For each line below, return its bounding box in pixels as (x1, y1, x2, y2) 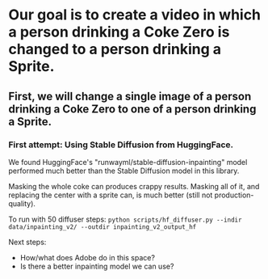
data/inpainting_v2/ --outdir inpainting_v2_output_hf (8, 222, 197, 231)
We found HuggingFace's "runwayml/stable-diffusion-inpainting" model (8, 157, 248, 167)
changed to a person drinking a (8, 40, 222, 58)
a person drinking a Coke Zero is (8, 23, 230, 41)
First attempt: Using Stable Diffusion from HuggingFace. (8, 139, 234, 150)
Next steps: (8, 237, 47, 247)
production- (214, 190, 254, 200)
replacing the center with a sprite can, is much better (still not (8, 190, 213, 200)
